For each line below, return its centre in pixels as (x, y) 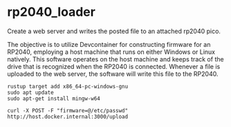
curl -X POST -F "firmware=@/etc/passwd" (68, 110)
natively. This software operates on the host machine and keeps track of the (115, 59)
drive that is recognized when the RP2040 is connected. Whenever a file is (114, 66)
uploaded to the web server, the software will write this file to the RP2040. (113, 74)
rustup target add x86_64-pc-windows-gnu (68, 86)
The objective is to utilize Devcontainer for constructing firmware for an (109, 44)
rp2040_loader (51, 12)
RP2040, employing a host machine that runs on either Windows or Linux (111, 52)
